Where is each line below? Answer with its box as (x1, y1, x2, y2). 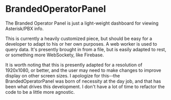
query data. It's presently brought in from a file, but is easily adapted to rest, (5, 46, 166, 52)
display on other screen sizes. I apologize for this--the (5, 72, 120, 78)
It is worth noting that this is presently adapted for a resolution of (5, 62, 143, 68)
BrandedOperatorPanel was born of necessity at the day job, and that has (5, 78, 161, 84)
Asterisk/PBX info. (5, 25, 44, 31)
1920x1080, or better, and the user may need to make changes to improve (5, 67, 162, 73)
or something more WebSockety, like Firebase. (5, 52, 104, 58)
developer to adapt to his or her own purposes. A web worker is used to (5, 41, 158, 47)
